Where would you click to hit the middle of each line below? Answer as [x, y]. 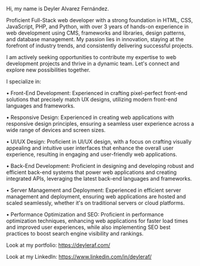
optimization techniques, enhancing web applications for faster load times [97, 221]
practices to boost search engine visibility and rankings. [75, 233]
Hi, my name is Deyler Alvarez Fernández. [58, 9]
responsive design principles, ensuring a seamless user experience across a [100, 124]
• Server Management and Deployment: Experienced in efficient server [94, 190]
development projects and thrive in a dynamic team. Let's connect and [93, 63]
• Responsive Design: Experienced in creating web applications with [90, 117]
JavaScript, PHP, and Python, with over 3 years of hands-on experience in [98, 27]
